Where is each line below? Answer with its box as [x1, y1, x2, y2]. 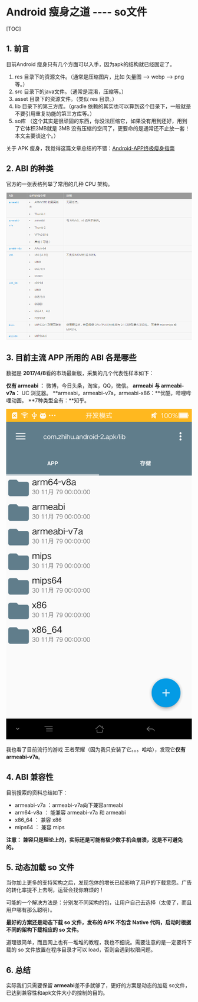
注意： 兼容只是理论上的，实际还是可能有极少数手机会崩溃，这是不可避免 [6, 836, 183, 843]
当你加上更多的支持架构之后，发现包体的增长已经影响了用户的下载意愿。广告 [6, 879, 192, 886]
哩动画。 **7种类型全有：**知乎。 [6, 396, 90, 404]
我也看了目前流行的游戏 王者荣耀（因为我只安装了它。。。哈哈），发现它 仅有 [6, 745, 186, 753]
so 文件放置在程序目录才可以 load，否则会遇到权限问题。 [17, 946, 156, 953]
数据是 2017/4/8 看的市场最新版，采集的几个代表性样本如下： [6, 369, 154, 376]
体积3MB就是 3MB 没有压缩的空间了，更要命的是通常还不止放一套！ [25, 124, 190, 132]
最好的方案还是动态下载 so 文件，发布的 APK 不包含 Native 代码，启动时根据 [6, 919, 192, 926]
